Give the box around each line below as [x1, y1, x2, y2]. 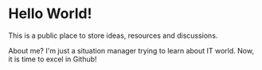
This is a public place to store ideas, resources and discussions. [8, 31, 218, 40]
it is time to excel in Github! [8, 54, 97, 64]
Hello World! [8, 5, 92, 23]
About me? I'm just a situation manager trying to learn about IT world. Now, [8, 46, 255, 55]
